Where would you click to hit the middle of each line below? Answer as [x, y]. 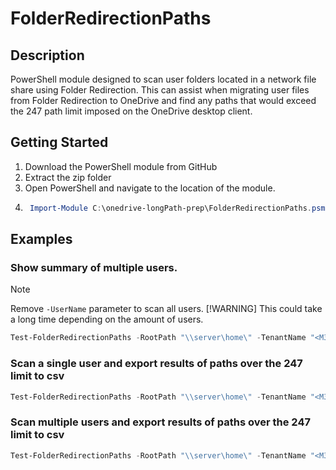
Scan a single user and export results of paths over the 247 [156, 364]
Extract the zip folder [68, 177]
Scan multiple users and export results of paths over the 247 [160, 422]
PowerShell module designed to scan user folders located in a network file [163, 79]
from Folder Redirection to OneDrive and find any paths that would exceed [163, 100]
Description [47, 55]
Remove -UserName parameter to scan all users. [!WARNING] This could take [166, 309]
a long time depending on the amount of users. [107, 319]
